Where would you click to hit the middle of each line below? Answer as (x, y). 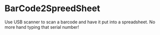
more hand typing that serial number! (42, 27)
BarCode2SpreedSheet (52, 9)
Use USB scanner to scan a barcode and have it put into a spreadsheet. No (80, 22)
